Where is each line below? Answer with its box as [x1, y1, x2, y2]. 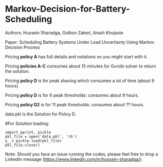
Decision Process [5, 44, 40, 50]
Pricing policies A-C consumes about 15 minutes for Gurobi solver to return [5, 63, 157, 69]
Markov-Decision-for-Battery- [5, 3, 130, 15]
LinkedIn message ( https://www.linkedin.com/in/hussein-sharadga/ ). [5, 156, 143, 162]
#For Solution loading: [5, 120, 50, 126]
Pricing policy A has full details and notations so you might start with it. [5, 53, 148, 59]
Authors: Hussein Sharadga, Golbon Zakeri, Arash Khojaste [5, 30, 124, 35]
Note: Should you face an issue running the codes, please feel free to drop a [5, 151, 158, 157]
